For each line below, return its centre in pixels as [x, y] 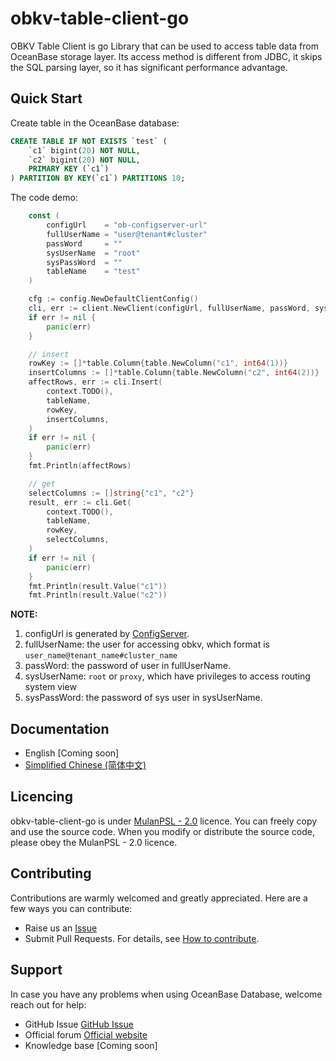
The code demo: [44, 198]
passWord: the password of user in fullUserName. [127, 666]
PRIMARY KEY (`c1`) [69, 169]
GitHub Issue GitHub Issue [79, 1024]
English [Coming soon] [72, 753]
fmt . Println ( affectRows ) [80, 466]
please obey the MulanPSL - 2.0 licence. [94, 842]
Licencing [41, 797]
